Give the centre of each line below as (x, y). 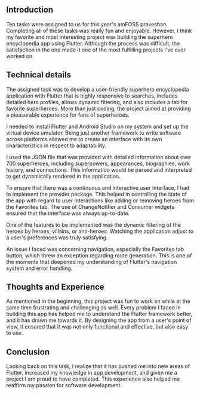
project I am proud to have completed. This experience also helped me (93, 379)
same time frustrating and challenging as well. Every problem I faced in (93, 308)
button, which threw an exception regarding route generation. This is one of (99, 255)
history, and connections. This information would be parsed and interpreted (99, 169)
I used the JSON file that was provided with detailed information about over (99, 157)
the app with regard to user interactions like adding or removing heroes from (100, 200)
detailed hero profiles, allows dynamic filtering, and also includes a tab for (97, 102)
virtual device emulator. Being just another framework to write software (94, 133)
